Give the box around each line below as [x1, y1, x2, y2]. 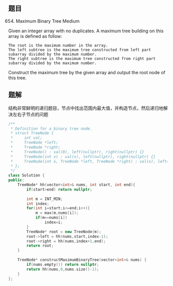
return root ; [26, 243, 54, 248]
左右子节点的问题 [12, 111, 49, 117]
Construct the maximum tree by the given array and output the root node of [8, 69, 166, 75]
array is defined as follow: [8, 33, 62, 39]
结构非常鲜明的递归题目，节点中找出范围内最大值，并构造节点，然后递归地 [8, 105, 163, 111]
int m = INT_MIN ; [26, 196, 63, 201]
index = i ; [44, 220, 63, 225]
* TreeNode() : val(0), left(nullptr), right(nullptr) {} [10, 149, 145, 154]
